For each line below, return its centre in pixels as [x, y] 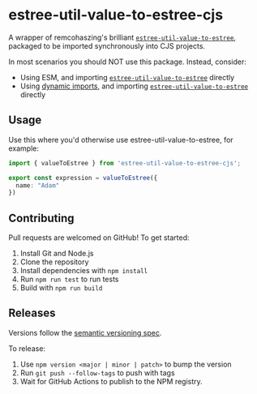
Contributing [41, 218]
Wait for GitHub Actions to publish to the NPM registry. [111, 381]
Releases [32, 313]
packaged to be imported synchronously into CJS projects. [107, 45]
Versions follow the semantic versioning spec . [85, 332]
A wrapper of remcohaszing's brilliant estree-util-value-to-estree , [122, 37]
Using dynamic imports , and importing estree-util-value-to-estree [134, 86]
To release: [27, 348]
